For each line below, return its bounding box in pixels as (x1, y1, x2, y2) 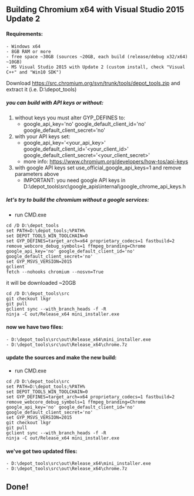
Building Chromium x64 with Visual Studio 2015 (6, 5, 185, 15)
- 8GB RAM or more (6, 48, 51, 55)
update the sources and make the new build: (6, 354, 117, 361)
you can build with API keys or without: (6, 99, 104, 106)
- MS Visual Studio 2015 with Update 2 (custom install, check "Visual (6, 64, 185, 70)
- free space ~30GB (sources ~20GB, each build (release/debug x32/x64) (6, 54, 188, 59)
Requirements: (6, 30, 43, 37)
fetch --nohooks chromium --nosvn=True (6, 269, 104, 275)
